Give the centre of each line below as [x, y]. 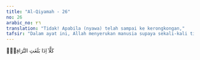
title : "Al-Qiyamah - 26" [38, 12]
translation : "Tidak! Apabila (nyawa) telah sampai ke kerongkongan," [96, 28]
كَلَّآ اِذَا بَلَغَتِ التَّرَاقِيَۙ [30, 50]
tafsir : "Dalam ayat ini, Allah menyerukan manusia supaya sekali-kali [97, 34]
